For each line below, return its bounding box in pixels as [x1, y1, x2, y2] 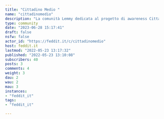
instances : [5, 89, 27, 94]
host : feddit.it [5, 43, 38, 48]
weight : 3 [5, 71, 25, 76]
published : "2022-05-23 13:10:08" [5, 52, 76, 58]
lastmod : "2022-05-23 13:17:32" [5, 48, 71, 53]
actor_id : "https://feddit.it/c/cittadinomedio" [5, 39, 106, 44]
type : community [5, 20, 38, 26]
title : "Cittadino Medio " [5, 7, 60, 12]
